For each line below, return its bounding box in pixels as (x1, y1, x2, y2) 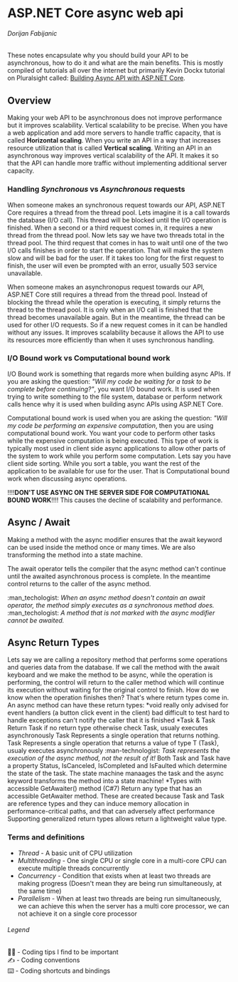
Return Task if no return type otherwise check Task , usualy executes (7, 724, 208, 732)
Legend (7, 926, 30, 934)
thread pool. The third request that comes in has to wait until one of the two (7, 238, 229, 247)
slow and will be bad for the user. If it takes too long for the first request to (7, 253, 225, 262)
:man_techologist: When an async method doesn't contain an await (7, 593, 206, 602)
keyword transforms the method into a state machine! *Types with (7, 777, 202, 785)
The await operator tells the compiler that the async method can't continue (7, 564, 226, 573)
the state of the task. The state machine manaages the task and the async (7, 769, 225, 778)
